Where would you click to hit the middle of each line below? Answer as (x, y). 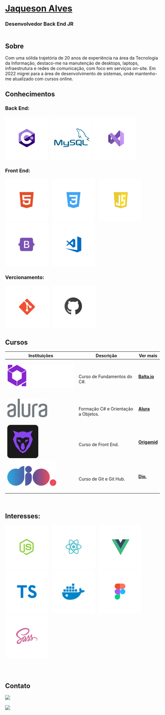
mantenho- (146, 73)
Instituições (41, 355)
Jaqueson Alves (39, 9)
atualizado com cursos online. (43, 79)
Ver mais (148, 355)
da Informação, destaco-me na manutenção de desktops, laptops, (72, 63)
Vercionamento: (25, 277)
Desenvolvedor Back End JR (39, 24)
